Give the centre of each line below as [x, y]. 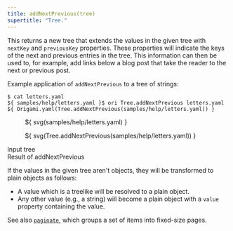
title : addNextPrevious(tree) [52, 14]
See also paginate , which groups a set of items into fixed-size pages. [107, 220]
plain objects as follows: [42, 178]
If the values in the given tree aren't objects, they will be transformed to [111, 170]
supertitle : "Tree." [38, 20]
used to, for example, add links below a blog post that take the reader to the [117, 62]
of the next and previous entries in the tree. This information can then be [112, 55]
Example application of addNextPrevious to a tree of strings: [93, 84]
